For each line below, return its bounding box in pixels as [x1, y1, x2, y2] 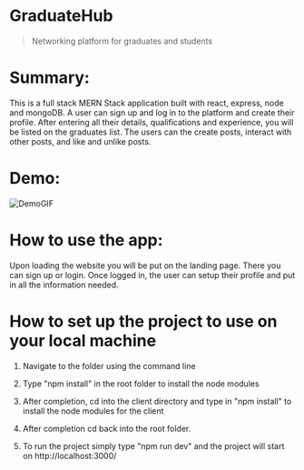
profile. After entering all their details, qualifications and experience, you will [9, 116, 294, 127]
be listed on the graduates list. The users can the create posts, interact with [9, 126, 292, 137]
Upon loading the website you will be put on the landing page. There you [9, 260, 281, 271]
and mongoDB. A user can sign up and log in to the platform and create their [9, 106, 295, 118]
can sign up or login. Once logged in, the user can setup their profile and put [9, 269, 296, 280]
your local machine [9, 330, 157, 351]
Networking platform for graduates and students [31, 35, 213, 46]
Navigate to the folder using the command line [22, 360, 197, 371]
